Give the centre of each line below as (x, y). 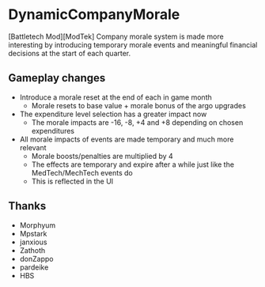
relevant (33, 147)
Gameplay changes (57, 78)
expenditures (53, 130)
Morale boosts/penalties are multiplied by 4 (102, 156)
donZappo (36, 259)
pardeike (34, 267)
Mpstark (33, 233)
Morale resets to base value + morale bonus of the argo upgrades (139, 105)
